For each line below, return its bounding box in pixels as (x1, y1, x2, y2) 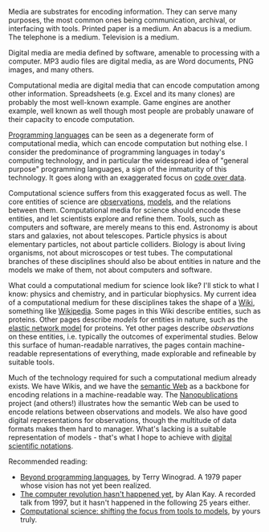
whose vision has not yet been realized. (19, 481, 152, 490)
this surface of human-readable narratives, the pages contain (8, 340, 212, 350)
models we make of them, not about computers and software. (8, 265, 213, 274)
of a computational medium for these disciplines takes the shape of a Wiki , (8, 298, 255, 307)
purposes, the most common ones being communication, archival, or (8, 15, 237, 25)
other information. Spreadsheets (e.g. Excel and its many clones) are (8, 89, 235, 99)
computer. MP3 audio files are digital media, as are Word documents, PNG (8, 56, 255, 66)
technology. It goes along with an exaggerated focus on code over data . (8, 173, 247, 182)
